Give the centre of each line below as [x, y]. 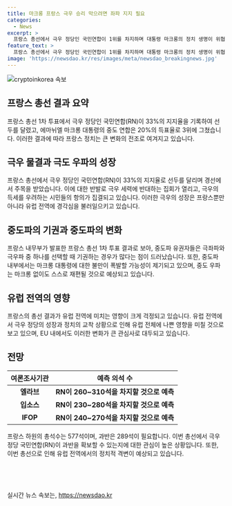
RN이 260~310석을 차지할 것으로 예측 [115, 392]
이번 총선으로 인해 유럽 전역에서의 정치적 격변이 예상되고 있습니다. [96, 453]
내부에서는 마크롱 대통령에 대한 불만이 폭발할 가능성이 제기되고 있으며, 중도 [108, 265]
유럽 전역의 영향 [39, 298]
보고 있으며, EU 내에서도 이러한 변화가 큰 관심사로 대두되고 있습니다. [98, 333]
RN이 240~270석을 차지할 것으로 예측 [115, 417]
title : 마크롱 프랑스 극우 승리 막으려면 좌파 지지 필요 [76, 13]
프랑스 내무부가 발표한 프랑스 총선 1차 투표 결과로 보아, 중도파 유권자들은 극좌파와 [116, 248]
